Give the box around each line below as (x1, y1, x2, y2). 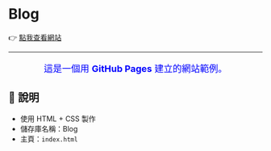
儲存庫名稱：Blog (19, 124, 78, 133)
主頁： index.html (19, 134, 78, 144)
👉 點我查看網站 (8, 32, 62, 42)
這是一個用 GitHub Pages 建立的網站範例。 (44, 62, 227, 74)
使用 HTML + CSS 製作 (19, 114, 97, 124)
